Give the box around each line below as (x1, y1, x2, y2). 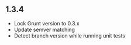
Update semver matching (13, 26, 75, 33)
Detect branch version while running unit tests (13, 32, 125, 39)
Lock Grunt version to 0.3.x (13, 20, 80, 27)
